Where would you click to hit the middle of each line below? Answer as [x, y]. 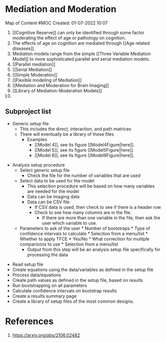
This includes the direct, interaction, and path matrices [75, 129]
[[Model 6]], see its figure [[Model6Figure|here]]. [84, 155]
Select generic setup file [45, 170]
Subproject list [28, 112]
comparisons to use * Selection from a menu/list [69, 244]
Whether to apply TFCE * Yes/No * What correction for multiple [84, 239]
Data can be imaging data [53, 196]
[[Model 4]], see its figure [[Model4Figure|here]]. [84, 145]
